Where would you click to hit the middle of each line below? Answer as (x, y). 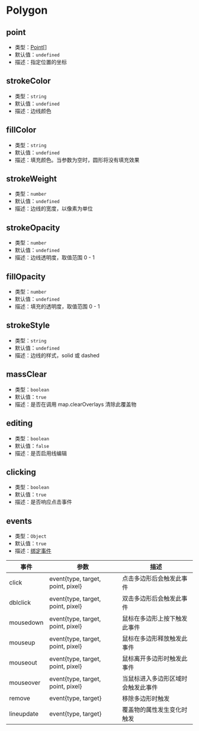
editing (20, 423)
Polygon (27, 10)
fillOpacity (26, 276)
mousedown (26, 622)
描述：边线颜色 (33, 111)
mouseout (23, 663)
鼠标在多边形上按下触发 (155, 619)
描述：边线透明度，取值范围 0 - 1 (54, 258)
